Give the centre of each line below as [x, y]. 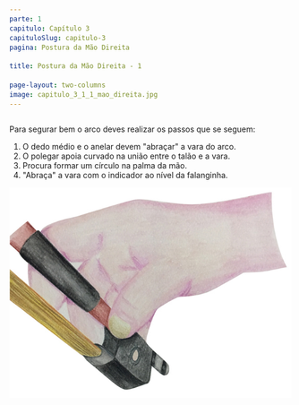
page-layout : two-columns [57, 85]
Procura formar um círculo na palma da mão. [105, 165]
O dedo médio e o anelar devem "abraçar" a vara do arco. [129, 146]
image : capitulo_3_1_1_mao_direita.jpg [84, 94]
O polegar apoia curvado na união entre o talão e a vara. [126, 156]
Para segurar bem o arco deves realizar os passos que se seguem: [132, 129]
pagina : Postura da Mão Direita [69, 47]
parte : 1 [26, 19]
